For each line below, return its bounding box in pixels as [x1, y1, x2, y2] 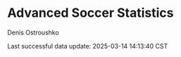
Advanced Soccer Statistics [7, 5, 174, 21]
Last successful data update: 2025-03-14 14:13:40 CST [7, 42, 168, 50]
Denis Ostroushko [7, 28, 60, 37]
